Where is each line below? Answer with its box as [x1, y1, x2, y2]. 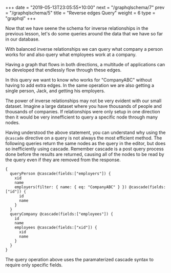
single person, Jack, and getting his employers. [5, 88, 105, 94]
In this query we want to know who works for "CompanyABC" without [5, 77, 152, 83]
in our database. [5, 36, 40, 42]
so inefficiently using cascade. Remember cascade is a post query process [5, 146, 164, 152]
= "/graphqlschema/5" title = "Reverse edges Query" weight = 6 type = [5, 10, 156, 16]
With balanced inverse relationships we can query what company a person [5, 46, 163, 52]
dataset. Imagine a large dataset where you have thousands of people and [5, 103, 162, 109]
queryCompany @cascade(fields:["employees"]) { [10, 211, 114, 217]
